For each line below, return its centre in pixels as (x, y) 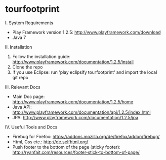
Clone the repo (27, 67)
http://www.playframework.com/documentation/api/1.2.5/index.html (81, 112)
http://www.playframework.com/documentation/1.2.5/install (73, 62)
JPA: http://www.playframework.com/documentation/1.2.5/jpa (75, 117)
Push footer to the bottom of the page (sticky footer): (66, 147)
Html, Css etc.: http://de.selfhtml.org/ (50, 142)
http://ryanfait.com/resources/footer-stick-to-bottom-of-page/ (76, 152)
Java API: (22, 107)
